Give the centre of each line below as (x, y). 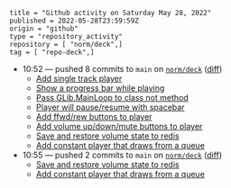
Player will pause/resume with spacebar (110, 107)
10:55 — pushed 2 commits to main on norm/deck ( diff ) (122, 155)
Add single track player (79, 78)
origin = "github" (44, 29)
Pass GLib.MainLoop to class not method (112, 98)
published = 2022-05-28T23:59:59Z (74, 21)
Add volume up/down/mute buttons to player (119, 126)
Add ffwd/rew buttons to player (94, 116)
